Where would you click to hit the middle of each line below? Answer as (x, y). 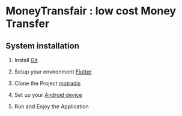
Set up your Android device (48, 95)
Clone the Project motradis (47, 83)
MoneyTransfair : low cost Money (91, 11)
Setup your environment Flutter (53, 72)
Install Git (26, 60)
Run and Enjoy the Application (52, 106)
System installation (42, 46)
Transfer (28, 24)
